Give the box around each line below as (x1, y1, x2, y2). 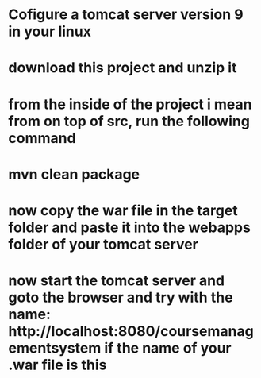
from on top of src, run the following (8, 112, 250, 130)
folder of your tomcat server (8, 235, 198, 253)
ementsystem (8, 339, 102, 357)
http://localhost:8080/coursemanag (8, 322, 254, 341)
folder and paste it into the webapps (8, 218, 251, 236)
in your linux (8, 22, 91, 40)
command (8, 129, 77, 147)
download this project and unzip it (8, 59, 237, 77)
